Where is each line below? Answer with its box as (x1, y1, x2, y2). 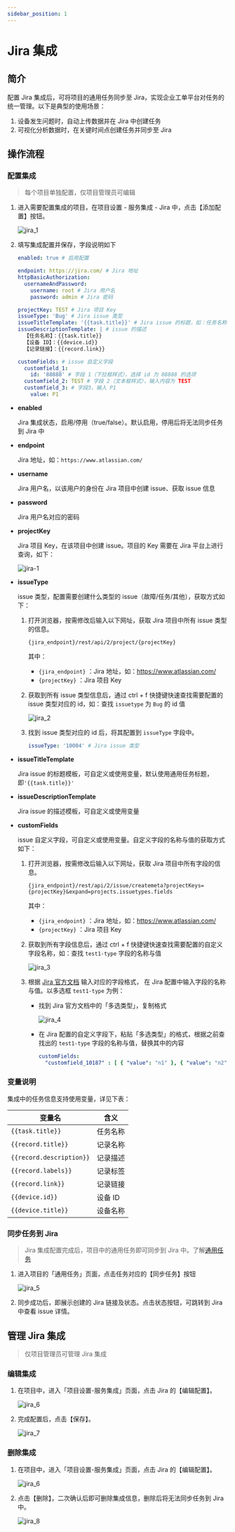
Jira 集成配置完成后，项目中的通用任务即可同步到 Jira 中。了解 (24, 1246, 206, 1255)
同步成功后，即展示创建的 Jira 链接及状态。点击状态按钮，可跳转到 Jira (17, 1298, 223, 1307)
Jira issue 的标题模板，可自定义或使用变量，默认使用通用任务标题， (17, 769, 213, 778)
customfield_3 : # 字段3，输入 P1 (24, 384, 116, 391)
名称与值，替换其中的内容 (109, 1039, 184, 1047)
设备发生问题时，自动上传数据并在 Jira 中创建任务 (17, 117, 161, 125)
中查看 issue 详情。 (17, 1307, 74, 1316)
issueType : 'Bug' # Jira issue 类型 (17, 312, 123, 320)
